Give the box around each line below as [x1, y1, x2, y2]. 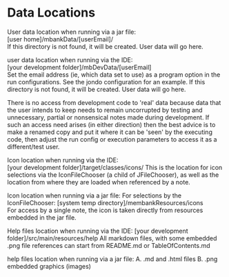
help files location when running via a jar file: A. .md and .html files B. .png [7, 254, 218, 263]
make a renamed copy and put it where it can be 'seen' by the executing [7, 128, 212, 136]
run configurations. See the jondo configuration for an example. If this [7, 77, 206, 86]
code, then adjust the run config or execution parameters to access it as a [7, 135, 217, 143]
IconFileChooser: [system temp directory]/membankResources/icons [7, 198, 203, 207]
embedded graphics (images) [7, 262, 92, 270]
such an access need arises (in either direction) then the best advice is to [7, 120, 216, 128]
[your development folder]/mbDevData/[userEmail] [7, 63, 152, 71]
